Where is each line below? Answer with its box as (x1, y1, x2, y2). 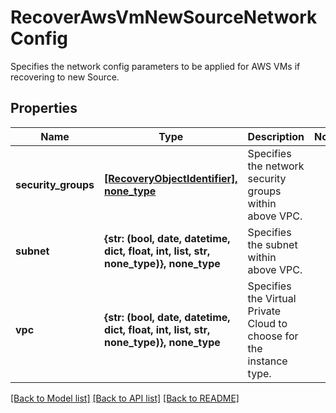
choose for (247, 329, 299, 343)
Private (247, 304, 282, 318)
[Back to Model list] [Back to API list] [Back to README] (10, 392, 240, 404)
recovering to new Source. (10, 71, 120, 83)
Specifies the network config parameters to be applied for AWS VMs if (10, 60, 301, 72)
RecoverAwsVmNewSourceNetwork (10, 6, 318, 29)
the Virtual (247, 291, 297, 305)
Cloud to (247, 316, 288, 330)
